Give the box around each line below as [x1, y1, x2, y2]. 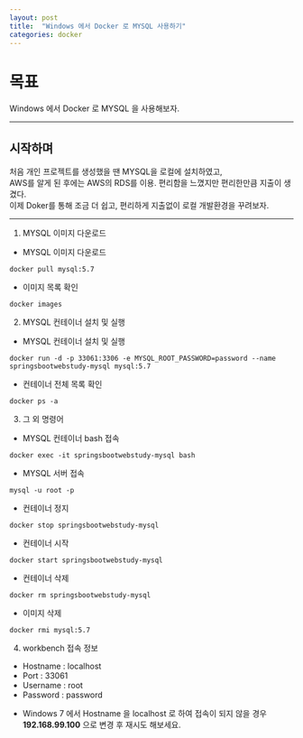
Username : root [22, 680, 84, 691]
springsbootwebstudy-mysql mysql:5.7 [9, 362, 151, 371]
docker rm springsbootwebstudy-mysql [9, 591, 151, 600]
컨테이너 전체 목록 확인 [22, 379, 103, 390]
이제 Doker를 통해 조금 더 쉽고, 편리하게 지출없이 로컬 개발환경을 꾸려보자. [9, 200, 270, 211]
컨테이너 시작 [22, 538, 69, 549]
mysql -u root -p [9, 486, 75, 495]
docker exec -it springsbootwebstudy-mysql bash [9, 451, 196, 460]
